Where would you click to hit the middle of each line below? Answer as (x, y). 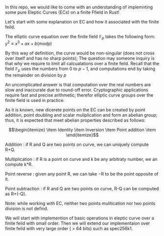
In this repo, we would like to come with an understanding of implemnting (79, 7)
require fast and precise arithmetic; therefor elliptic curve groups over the (79, 95)
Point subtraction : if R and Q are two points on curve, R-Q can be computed (82, 189)
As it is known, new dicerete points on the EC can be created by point (75, 110)
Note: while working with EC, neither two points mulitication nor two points (80, 204)
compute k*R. (19, 164)
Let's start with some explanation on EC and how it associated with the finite (82, 22)
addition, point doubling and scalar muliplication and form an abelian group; (81, 115)
